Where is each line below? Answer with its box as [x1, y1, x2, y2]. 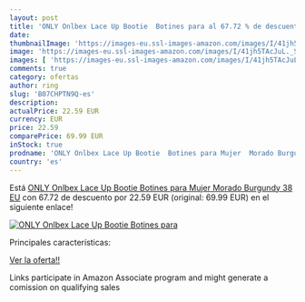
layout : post [9, 13, 59, 23]
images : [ [9, 55, 47, 65]
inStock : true [9, 140, 64, 149]
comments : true [9, 65, 67, 74]
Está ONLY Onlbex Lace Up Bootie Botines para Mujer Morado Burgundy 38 [9, 182, 293, 193]
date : [9, 30, 30, 39]
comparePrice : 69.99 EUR [9, 132, 103, 141]
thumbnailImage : [9, 38, 71, 48]
